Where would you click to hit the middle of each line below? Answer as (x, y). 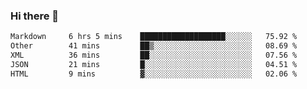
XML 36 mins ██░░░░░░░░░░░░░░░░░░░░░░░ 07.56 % (154, 55)
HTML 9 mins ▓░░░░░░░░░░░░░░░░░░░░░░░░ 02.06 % (154, 74)
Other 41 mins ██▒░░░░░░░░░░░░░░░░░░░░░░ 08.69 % (154, 46)
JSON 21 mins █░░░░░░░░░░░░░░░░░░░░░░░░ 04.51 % (154, 64)
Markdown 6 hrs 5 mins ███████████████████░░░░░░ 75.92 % (154, 37)
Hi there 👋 (35, 16)
